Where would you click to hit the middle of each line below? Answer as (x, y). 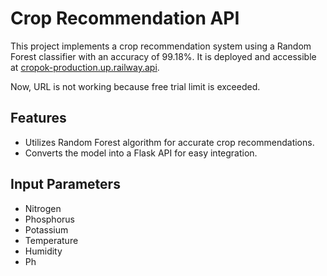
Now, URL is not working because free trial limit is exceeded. (135, 86)
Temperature (51, 240)
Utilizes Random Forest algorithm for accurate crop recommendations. (169, 142)
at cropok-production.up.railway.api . (85, 67)
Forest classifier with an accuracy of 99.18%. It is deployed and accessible (163, 56)
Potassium (46, 229)
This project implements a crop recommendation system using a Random (161, 46)
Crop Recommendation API (125, 18)
